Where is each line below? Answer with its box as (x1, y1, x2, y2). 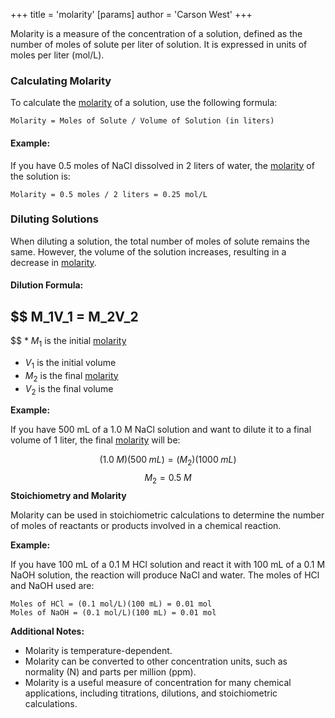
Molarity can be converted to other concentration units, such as (24, 655, 288, 667)
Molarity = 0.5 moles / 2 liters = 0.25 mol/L (10, 189, 208, 199)
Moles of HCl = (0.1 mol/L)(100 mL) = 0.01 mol (10, 599, 213, 609)
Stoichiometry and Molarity (10, 489, 127, 501)
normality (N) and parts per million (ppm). (24, 665, 197, 678)
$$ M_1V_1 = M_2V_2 (10, 308, 139, 325)
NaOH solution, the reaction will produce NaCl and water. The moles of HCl (10, 569, 320, 581)
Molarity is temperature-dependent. (24, 644, 173, 656)
